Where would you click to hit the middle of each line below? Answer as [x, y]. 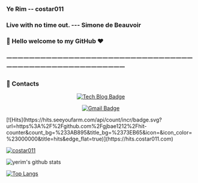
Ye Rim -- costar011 [35, 9]
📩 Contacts [23, 84]
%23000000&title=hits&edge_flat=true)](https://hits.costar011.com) [90, 139]
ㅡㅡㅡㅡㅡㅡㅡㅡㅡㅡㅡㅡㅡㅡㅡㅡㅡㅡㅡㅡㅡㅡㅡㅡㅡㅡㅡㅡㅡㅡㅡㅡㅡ [100, 58]
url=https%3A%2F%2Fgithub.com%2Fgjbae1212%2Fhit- [76, 126]
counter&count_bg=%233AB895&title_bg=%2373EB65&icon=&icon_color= [99, 132]
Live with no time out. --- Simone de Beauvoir [74, 25]
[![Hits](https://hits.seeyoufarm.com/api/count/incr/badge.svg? [84, 120]
